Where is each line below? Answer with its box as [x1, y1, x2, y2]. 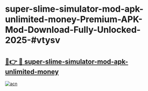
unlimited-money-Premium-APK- [5, 14, 143, 25]
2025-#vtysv [5, 35, 61, 46]
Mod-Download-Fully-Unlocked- [5, 24, 141, 35]
